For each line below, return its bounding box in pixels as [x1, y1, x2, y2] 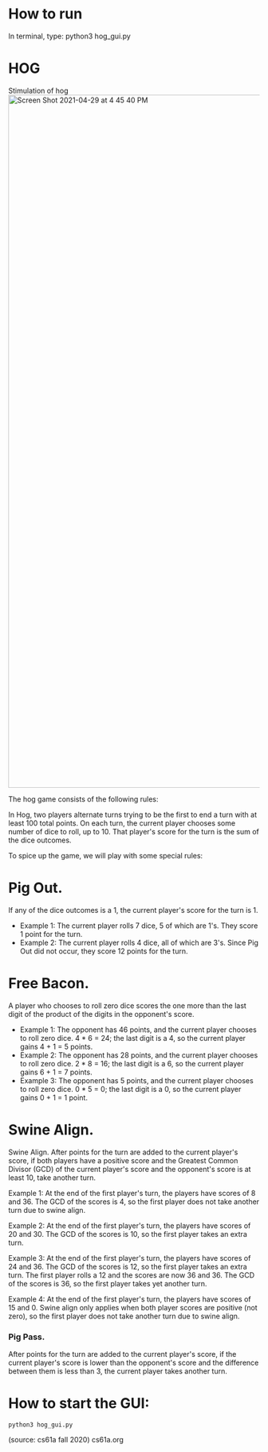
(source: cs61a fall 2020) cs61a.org [8, 1434, 124, 1444]
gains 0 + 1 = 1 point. [19, 1093, 88, 1102]
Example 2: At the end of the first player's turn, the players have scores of [8, 1221, 251, 1230]
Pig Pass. [8, 1331, 45, 1342]
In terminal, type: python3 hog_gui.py [8, 31, 132, 41]
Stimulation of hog [8, 86, 69, 95]
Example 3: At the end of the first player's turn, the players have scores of [8, 1253, 251, 1262]
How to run [8, 5, 83, 23]
